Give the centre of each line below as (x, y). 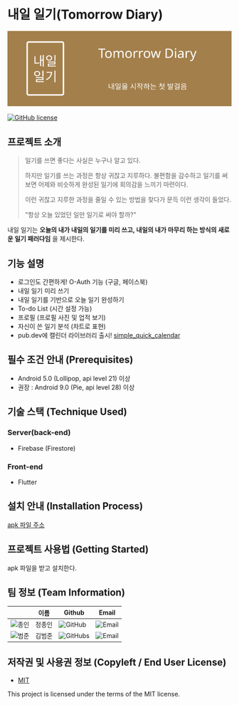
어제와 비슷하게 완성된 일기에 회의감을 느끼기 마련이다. (113, 184)
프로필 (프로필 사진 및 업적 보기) (62, 318)
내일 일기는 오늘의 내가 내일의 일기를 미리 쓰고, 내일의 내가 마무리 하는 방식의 (112, 230)
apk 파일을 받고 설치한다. (42, 568)
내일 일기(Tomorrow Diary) (85, 15)
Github (74, 612)
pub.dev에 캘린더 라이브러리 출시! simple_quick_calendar (99, 335)
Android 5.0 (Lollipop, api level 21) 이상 (74, 378)
